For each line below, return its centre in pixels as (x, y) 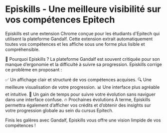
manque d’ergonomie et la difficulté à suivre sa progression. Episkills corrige (83, 64)
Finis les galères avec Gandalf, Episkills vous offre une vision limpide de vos (83, 120)
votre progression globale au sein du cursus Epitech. (59, 110)
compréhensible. (22, 49)
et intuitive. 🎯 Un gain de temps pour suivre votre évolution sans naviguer (81, 94)
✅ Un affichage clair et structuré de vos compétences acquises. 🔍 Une (79, 79)
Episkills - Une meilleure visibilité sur (83, 9)
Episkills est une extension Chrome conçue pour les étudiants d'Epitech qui (83, 33)
